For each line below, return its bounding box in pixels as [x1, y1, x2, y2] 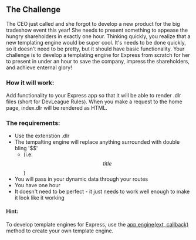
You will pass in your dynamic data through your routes [14, 175, 148, 182]
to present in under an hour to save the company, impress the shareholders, [6, 58, 190, 65]
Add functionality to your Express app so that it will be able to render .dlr [6, 92, 181, 99]
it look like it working [14, 194, 65, 201]
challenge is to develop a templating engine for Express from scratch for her [6, 51, 191, 58]
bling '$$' [14, 145, 38, 152]
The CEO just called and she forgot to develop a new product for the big [6, 20, 180, 27]
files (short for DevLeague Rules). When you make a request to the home [6, 98, 183, 105]
